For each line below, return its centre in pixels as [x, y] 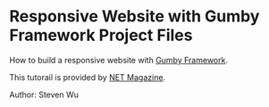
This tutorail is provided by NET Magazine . [88, 77]
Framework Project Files [101, 35]
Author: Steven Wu [44, 95]
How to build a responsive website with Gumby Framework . [118, 60]
